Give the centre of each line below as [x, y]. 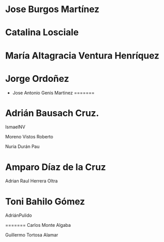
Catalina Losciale [42, 33]
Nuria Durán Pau [22, 147]
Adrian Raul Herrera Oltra [32, 181]
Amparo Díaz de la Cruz [56, 167]
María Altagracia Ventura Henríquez [83, 55]
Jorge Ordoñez [37, 79]
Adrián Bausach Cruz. [52, 113]
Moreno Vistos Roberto [29, 137]
